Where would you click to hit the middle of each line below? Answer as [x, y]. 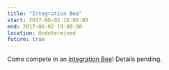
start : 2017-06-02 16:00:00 [48, 20]
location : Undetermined [42, 33]
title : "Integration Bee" [45, 14]
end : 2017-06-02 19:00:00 [45, 26]
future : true [26, 40]
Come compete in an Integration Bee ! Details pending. [84, 59]
